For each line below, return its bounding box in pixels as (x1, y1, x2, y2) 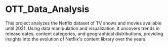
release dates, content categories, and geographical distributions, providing (5, 30, 163, 36)
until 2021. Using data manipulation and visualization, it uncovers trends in (5, 25, 160, 31)
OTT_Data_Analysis (5, 3, 90, 15)
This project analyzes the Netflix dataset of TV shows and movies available (5, 20, 162, 26)
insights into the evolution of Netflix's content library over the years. (5, 36, 147, 42)
